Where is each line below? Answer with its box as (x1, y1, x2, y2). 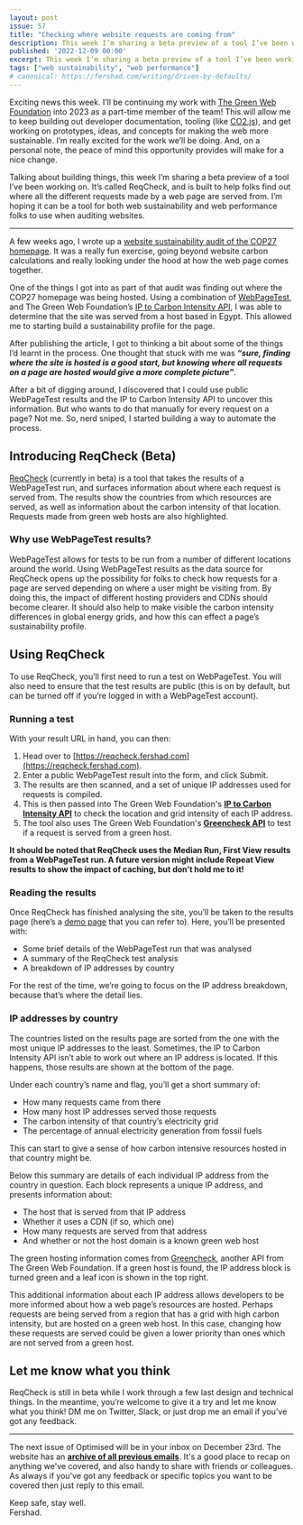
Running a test (9, 712, 75, 725)
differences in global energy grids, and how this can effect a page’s (9, 611, 260, 622)
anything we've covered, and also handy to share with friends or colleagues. (9, 1461, 293, 1472)
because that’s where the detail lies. (9, 989, 143, 1001)
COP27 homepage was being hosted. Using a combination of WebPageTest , (9, 291, 292, 302)
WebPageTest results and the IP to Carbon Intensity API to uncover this (9, 393, 273, 404)
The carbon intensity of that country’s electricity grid (22, 1116, 219, 1126)
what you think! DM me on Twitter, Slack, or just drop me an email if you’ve (9, 1406, 288, 1417)
